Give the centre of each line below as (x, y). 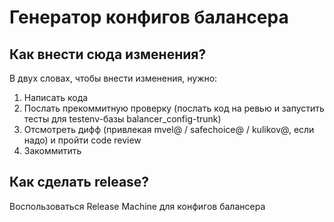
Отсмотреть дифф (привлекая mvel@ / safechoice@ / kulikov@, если (169, 129)
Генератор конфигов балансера (149, 17)
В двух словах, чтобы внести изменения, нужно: (113, 78)
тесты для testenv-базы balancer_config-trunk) (122, 119)
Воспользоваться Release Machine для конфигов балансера (137, 206)
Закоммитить (52, 150)
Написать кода (56, 97)
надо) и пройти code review (82, 140)
